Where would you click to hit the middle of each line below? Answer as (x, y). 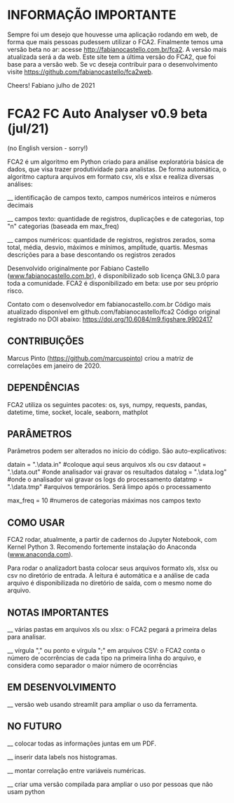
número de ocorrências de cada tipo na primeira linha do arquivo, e (104, 658)
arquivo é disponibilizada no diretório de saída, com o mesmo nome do (110, 583)
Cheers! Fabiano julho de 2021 (51, 85)
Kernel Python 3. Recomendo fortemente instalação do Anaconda (102, 547)
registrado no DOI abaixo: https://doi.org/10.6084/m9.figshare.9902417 (110, 319)
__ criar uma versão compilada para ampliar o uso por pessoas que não (110, 784)
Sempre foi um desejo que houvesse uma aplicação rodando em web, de (113, 34)
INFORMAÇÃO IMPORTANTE (92, 15)
